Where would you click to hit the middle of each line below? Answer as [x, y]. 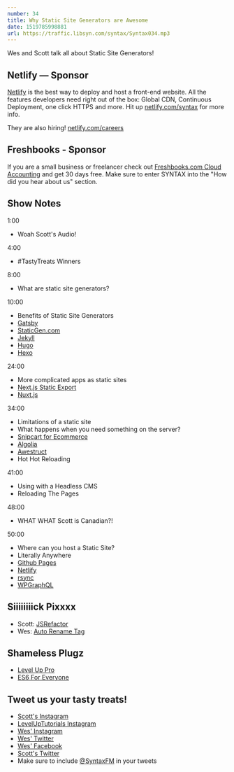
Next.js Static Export [47, 387]
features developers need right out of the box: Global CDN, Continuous [109, 99]
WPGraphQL [35, 584]
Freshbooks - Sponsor [57, 150]
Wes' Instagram [40, 731]
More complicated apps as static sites [72, 379]
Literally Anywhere [44, 555]
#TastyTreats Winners [49, 261]
